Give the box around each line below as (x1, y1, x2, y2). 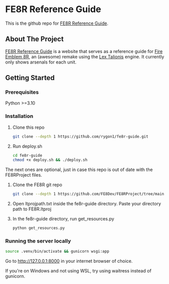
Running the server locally (5, 238, 72, 245)
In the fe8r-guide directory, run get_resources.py (12, 216, 115, 222)
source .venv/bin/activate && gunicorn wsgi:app (5, 249, 109, 254)
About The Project (5, 35, 64, 43)
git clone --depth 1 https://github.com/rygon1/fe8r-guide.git (12, 134, 149, 139)
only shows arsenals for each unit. (5, 59, 77, 65)
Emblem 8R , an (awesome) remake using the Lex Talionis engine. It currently (5, 53, 164, 60)
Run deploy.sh (12, 143, 43, 149)
